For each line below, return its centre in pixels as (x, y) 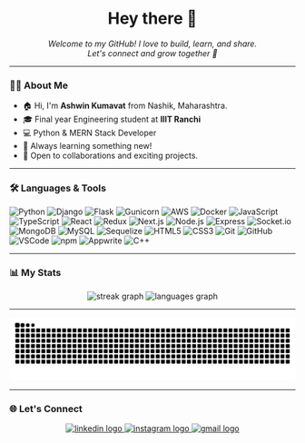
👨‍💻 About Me (39, 85)
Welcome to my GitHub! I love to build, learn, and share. (152, 44)
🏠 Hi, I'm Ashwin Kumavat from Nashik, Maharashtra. (125, 106)
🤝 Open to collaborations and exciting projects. (110, 156)
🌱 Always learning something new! (87, 146)
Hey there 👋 (152, 19)
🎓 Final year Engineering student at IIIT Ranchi (112, 119)
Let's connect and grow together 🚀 (152, 53)
